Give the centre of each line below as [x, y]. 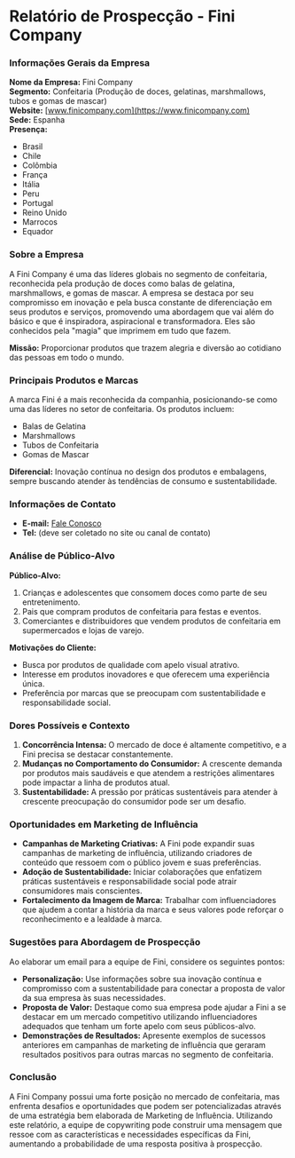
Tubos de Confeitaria [60, 445]
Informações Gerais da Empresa [80, 63]
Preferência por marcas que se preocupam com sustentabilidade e [144, 693]
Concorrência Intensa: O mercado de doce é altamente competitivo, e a [154, 744]
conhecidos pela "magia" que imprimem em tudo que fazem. [120, 330]
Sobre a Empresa [47, 255]
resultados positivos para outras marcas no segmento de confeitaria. [148, 1054]
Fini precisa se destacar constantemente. [97, 754]
